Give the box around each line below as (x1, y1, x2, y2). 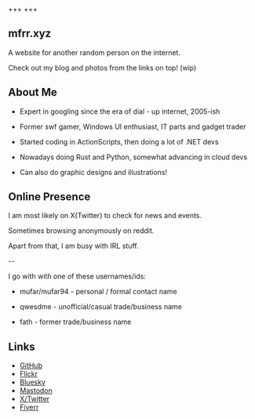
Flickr (19, 370, 38, 379)
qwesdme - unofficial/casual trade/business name (19, 302, 182, 312)
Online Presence (8, 190, 91, 204)
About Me (8, 86, 57, 99)
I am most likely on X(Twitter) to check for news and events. (8, 211, 202, 220)
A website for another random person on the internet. (8, 48, 180, 57)
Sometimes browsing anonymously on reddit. (8, 226, 155, 235)
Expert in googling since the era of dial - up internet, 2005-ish (19, 107, 220, 116)
